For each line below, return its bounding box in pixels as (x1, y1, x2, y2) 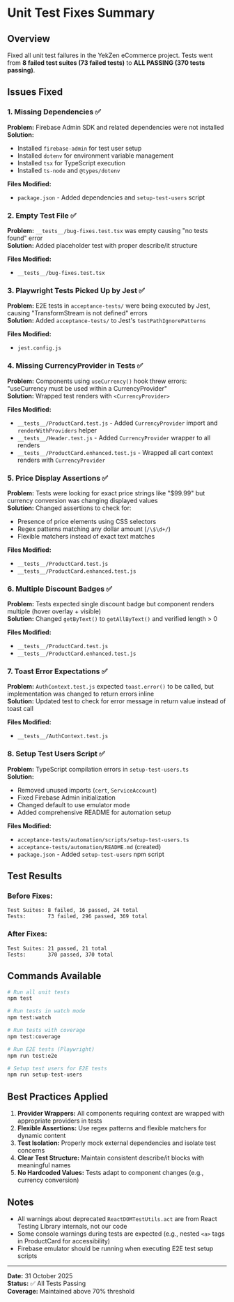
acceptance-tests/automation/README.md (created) (17, 842, 162, 851)
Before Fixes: (7, 891, 54, 901)
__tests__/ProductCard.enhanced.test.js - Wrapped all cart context (17, 448, 214, 456)
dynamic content (17, 1132, 66, 1140)
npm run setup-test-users (7, 1071, 82, 1079)
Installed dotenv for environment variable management (17, 151, 174, 160)
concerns (17, 1146, 45, 1155)
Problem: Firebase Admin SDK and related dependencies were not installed (7, 123, 224, 131)
